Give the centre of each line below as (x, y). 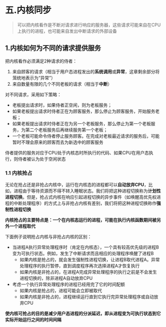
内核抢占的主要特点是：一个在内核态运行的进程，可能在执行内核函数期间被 (81, 220)
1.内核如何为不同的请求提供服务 (53, 48)
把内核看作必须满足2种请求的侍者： (41, 61)
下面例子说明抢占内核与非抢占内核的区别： (48, 237)
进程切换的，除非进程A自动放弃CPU (56, 278)
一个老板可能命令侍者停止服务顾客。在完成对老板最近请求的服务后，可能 (86, 136)
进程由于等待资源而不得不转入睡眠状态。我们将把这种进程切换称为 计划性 (87, 191)
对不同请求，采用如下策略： (33, 94)
